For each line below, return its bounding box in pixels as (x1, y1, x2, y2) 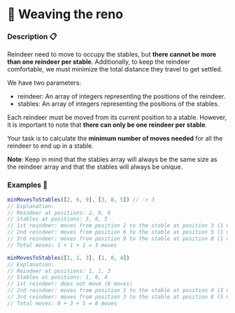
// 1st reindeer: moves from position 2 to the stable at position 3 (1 (7, 222, 224, 230)
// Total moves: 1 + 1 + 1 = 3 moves (7, 242, 117, 249)
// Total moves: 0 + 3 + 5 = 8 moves (7, 300, 117, 307)
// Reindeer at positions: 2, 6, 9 (7, 209, 111, 216)
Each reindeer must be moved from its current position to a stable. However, (7, 113, 227, 122)
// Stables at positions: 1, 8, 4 (7, 274, 108, 281)
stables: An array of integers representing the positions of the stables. (17, 99, 220, 108)
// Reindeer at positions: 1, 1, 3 (7, 267, 111, 274)
